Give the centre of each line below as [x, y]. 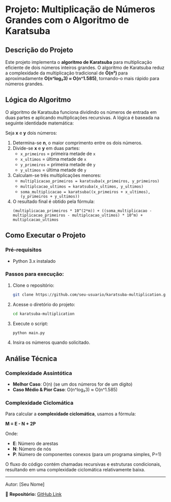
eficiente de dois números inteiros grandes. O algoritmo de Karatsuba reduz [85, 68]
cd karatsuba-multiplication [44, 314]
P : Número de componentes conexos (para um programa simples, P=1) [87, 455]
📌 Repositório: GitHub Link [34, 494]
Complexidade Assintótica [39, 373]
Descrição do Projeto [39, 50]
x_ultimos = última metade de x [53, 159]
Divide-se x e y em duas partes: [46, 148]
